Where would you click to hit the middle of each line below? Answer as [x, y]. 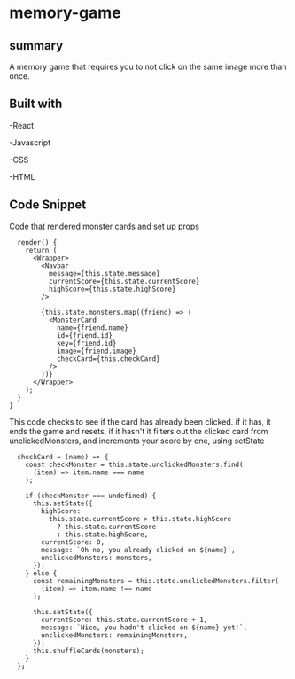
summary [36, 46]
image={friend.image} [97, 351]
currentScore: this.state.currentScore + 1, [124, 620]
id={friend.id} [85, 335]
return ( [41, 250]
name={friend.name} [92, 328]
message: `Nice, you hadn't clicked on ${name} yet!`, [144, 628]
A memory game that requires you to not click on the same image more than [148, 66]
